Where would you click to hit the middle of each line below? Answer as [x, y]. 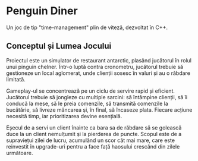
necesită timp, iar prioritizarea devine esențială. [64, 116]
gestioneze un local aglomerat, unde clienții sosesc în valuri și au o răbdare [98, 73]
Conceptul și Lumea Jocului [59, 46]
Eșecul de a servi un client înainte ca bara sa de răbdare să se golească [94, 127]
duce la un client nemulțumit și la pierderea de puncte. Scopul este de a [94, 134]
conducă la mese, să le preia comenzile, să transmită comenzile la [87, 103]
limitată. [16, 79]
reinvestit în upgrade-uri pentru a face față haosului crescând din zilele [93, 146]
